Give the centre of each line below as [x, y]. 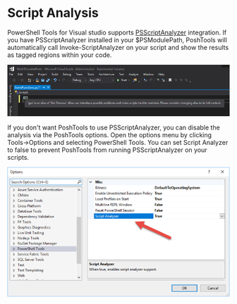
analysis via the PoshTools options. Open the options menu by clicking [110, 134]
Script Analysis [53, 13]
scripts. [18, 157]
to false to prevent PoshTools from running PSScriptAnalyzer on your [107, 150]
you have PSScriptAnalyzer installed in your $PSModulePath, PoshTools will [117, 39]
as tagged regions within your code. [60, 55]
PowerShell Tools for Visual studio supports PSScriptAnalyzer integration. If [117, 32]
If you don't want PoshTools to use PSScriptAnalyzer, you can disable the [114, 127]
